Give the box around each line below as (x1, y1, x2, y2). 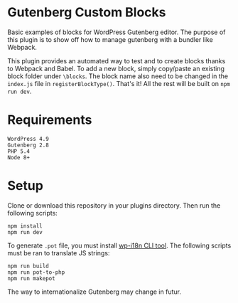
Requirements (7, 112, 92, 128)
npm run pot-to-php (7, 268, 65, 276)
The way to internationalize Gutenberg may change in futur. (7, 287, 181, 296)
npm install (7, 222, 43, 230)
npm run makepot (7, 275, 55, 282)
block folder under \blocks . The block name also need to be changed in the (7, 72, 229, 80)
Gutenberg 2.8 (7, 142, 50, 149)
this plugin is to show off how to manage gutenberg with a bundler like (7, 35, 213, 43)
